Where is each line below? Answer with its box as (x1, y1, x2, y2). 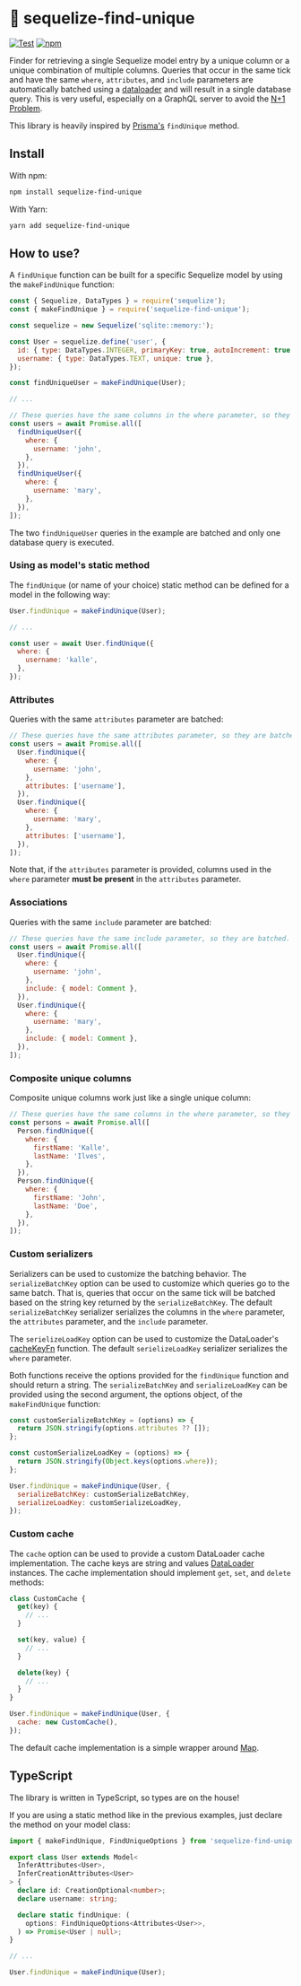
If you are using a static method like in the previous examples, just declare (9, 1809, 283, 1820)
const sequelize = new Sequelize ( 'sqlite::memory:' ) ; (9, 321, 215, 330)
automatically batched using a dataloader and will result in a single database (9, 83, 291, 94)
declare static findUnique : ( (17, 1911, 130, 1920)
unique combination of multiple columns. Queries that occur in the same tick (9, 65, 291, 75)
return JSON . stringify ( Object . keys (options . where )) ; (17, 1457, 219, 1466)
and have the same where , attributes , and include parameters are (9, 74, 254, 84)
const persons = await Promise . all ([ (9, 1118, 150, 1127)
